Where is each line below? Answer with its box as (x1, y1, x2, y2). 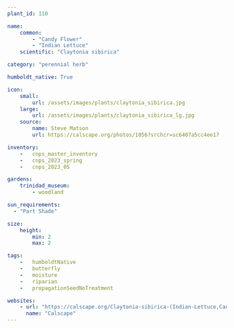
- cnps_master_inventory (19, 150, 98, 157)
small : (19, 92, 39, 99)
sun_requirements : (7, 202, 61, 208)
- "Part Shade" (13, 208, 58, 215)
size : (7, 220, 23, 227)
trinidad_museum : (19, 182, 70, 190)
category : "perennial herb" (7, 61, 89, 68)
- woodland (32, 189, 64, 196)
